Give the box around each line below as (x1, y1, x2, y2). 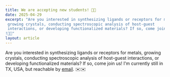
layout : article (5, 36, 39, 41)
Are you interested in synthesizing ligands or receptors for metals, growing (5, 49, 161, 56)
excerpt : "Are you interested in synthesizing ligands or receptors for (5, 17, 162, 22)
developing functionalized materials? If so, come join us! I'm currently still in (5, 60, 163, 66)
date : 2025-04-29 (5, 12, 42, 17)
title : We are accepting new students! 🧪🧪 (5, 7, 96, 13)
